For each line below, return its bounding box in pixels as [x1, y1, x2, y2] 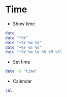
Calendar [12, 78, 32, 84]
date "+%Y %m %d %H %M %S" [5, 50, 62, 55]
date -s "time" [5, 69, 38, 74]
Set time [12, 59, 30, 65]
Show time [12, 21, 35, 27]
